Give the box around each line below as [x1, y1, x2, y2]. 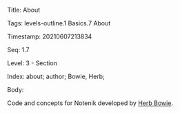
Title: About [7, 6, 41, 14]
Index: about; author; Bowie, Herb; [7, 72, 105, 80]
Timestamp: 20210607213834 [7, 32, 92, 41]
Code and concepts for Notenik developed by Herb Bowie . [7, 99, 174, 107]
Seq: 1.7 [7, 46, 30, 54]
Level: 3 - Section [7, 59, 57, 67]
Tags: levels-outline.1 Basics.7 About [7, 19, 111, 27]
